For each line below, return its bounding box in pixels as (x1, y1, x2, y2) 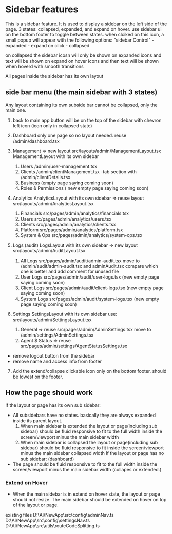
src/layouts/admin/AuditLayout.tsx (12, 247, 86, 253)
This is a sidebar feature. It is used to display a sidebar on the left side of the (5, 21, 167, 27)
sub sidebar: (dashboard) (20, 456, 74, 462)
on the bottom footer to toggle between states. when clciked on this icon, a (5, 31, 164, 37)
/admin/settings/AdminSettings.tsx (20, 332, 94, 338)
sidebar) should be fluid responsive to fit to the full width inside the (20, 428, 163, 434)
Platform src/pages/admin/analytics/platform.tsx (20, 227, 123, 233)
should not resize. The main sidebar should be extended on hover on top (12, 496, 167, 502)
